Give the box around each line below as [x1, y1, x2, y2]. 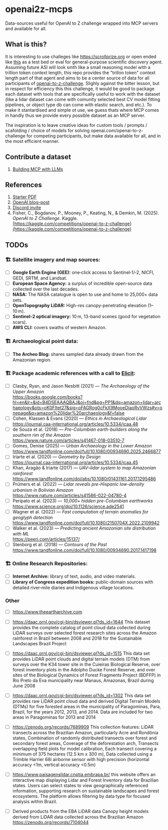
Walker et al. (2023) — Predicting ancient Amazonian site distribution [12, 525, 156, 531]
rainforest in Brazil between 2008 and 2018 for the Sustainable [12, 635, 142, 641]
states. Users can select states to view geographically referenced [12, 782, 148, 788]
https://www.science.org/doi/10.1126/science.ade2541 [12, 503, 124, 509]
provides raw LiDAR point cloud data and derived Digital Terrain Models [12, 698, 160, 704]
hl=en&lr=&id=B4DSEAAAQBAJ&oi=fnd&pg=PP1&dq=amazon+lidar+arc [12, 399, 161, 406]
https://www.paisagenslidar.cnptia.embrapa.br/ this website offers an [12, 771, 156, 777]
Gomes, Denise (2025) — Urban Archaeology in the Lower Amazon [12, 443, 152, 449]
